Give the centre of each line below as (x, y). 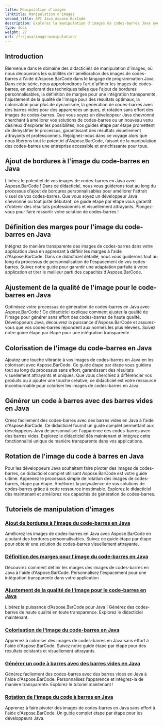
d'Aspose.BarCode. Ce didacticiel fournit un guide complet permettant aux (80, 425)
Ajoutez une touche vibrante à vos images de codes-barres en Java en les (79, 360)
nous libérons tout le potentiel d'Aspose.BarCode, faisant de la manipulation (81, 141)
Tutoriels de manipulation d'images (60, 509)
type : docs (16, 28)
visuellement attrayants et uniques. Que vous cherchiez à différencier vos (79, 375)
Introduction (24, 57)
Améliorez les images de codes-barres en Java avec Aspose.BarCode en (78, 534)
